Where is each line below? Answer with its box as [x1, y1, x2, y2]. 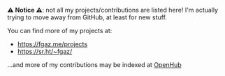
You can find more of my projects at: [7, 27, 112, 35]
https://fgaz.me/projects [17, 40, 88, 48]
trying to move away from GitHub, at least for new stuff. [7, 13, 168, 21]
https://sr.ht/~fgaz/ [17, 48, 73, 55]
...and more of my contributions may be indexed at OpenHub [7, 61, 182, 68]
